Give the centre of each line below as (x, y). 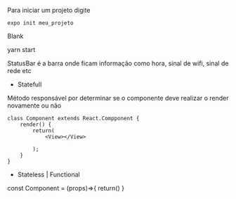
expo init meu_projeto (40, 23)
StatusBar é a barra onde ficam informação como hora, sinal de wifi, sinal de (118, 63)
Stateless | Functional (48, 174)
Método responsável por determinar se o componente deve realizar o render (118, 98)
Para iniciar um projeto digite (49, 10)
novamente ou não (34, 105)
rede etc (19, 71)
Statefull (29, 84)
